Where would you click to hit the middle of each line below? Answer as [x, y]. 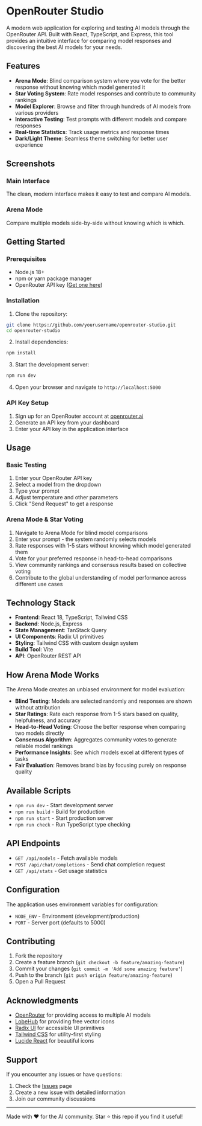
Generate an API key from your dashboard [67, 422]
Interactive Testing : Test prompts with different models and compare [101, 119]
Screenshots [31, 164]
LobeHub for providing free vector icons [65, 1022]
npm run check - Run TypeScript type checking [73, 824]
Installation [23, 301]
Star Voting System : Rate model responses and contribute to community [106, 93]
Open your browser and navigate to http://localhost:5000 [88, 387]
